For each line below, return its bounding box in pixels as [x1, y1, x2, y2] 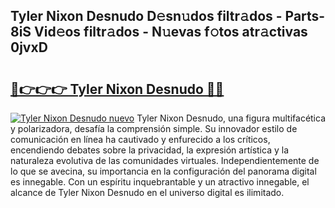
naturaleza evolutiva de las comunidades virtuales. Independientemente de [10, 155, 320, 166]
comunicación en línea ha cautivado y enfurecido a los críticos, [10, 134, 271, 145]
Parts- [284, 8, 326, 25]
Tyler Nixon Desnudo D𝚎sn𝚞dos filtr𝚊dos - [10, 8, 283, 25]
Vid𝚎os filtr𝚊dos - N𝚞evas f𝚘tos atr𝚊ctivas [34, 24, 308, 41]
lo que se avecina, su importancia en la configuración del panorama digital [10, 165, 317, 177]
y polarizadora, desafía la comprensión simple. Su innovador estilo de [10, 123, 298, 134]
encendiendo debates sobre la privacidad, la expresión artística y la [10, 144, 289, 156]
